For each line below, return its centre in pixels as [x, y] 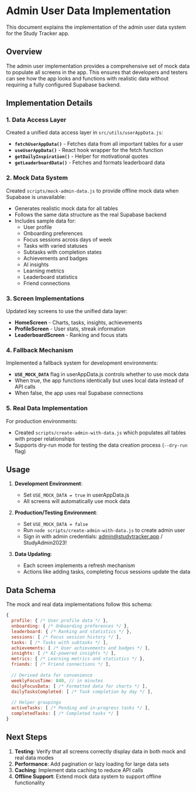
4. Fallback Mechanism [40, 350]
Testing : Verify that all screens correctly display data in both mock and [100, 751]
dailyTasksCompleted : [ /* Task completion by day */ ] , [82, 692]
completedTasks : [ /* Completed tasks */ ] [65, 713]
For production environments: [42, 421]
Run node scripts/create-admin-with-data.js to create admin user [104, 530]
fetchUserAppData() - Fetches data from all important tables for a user [99, 144]
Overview [24, 52]
